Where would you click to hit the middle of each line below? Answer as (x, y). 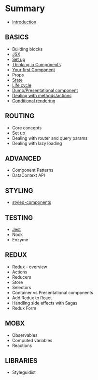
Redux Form (24, 308)
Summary (25, 9)
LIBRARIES (21, 361)
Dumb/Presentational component (45, 90)
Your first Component (33, 70)
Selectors (21, 287)
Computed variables (32, 340)
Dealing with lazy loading (37, 143)
